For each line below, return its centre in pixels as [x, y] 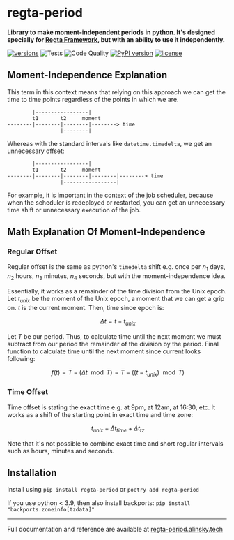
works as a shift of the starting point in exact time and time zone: [100, 414]
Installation [32, 473]
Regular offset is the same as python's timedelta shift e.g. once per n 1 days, [116, 268]
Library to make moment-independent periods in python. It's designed [111, 32]
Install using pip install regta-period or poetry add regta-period [103, 490]
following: [21, 358]
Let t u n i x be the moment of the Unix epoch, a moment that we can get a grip [116, 300]
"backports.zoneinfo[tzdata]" [51, 510]
